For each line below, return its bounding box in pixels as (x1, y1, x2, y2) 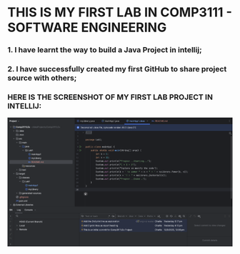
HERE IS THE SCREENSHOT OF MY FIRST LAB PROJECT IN (7, 92, 213, 102)
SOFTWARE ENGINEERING (7, 19, 167, 36)
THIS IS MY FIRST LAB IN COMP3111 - (7, 4, 232, 21)
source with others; (7, 73, 77, 83)
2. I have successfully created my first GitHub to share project (7, 64, 227, 74)
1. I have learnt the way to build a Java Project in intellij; (7, 45, 202, 55)
